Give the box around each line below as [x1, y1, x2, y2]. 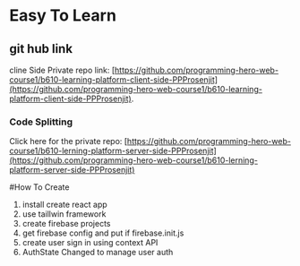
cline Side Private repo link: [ [9, 64, 116, 75]
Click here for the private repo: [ [9, 136, 128, 147]
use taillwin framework [21, 209, 107, 219]
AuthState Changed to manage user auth [21, 247, 174, 258]
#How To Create [9, 182, 70, 193]
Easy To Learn [9, 5, 116, 26]
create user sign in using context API [21, 237, 159, 248]
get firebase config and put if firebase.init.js [21, 227, 184, 238]
